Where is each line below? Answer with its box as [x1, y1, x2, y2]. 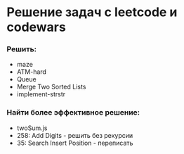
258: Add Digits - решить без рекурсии [16, 131, 133, 139]
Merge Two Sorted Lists [16, 82, 86, 91]
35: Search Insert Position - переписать [16, 139, 133, 147]
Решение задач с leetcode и [6, 4, 178, 20]
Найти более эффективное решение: [6, 108, 140, 117]
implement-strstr [16, 90, 66, 98]
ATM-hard [16, 68, 47, 76]
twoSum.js [16, 124, 48, 132]
